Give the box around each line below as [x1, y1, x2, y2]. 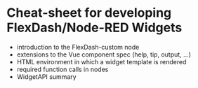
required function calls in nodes [16, 65, 109, 73]
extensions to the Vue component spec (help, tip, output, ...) [16, 50, 191, 59]
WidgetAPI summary [16, 72, 77, 81]
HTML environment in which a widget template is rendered [16, 57, 187, 66]
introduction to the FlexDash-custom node [16, 43, 140, 51]
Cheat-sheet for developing [6, 5, 172, 21]
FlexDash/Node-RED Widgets [6, 20, 183, 36]
